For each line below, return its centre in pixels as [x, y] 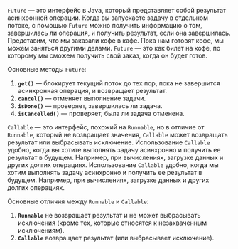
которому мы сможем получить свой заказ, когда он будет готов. [108, 55]
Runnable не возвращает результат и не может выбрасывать [109, 215]
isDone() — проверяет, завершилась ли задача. [90, 106]
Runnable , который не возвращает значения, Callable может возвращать [118, 135]
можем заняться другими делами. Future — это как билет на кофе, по [114, 48]
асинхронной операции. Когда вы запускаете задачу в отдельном [108, 18]
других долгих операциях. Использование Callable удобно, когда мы [113, 165]
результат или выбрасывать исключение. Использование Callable [109, 142]
